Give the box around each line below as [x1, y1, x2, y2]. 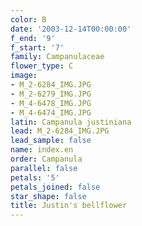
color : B [10, 14, 47, 25]
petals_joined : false [10, 182, 101, 192]
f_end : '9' [10, 33, 56, 43]
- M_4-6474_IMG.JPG [10, 107, 92, 118]
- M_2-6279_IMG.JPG [10, 89, 92, 99]
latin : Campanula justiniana [10, 117, 132, 127]
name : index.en [10, 145, 74, 155]
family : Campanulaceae [10, 52, 105, 62]
